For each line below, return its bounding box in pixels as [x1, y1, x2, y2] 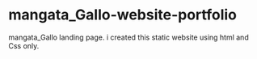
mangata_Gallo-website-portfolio [8, 6, 237, 24]
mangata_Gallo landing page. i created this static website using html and [8, 32, 249, 42]
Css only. [8, 40, 40, 50]
